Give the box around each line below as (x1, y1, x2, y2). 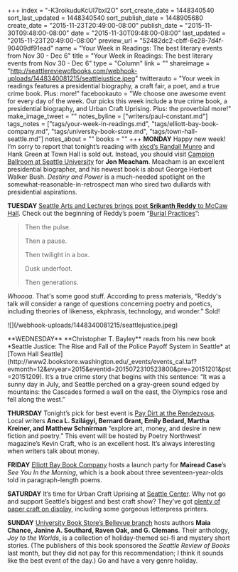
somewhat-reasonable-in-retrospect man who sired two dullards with (7, 180, 211, 188)
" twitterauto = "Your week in (134, 74, 220, 83)
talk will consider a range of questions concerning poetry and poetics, (7, 299, 213, 308)
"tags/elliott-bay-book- (151, 120, 219, 128)
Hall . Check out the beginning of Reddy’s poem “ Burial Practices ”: (7, 209, 200, 217)
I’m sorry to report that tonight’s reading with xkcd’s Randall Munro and (7, 142, 215, 150)
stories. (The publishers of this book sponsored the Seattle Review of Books (7, 541, 230, 549)
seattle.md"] (7, 135, 44, 143)
